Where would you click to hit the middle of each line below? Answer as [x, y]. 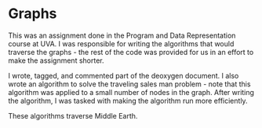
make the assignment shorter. [56, 60]
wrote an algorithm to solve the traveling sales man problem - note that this [129, 84]
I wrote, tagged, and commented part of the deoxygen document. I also [124, 75]
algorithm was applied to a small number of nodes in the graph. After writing [131, 92]
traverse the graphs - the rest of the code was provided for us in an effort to [131, 52]
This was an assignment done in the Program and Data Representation [122, 35]
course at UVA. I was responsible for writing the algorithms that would [121, 43]
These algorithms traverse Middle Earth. [73, 115]
